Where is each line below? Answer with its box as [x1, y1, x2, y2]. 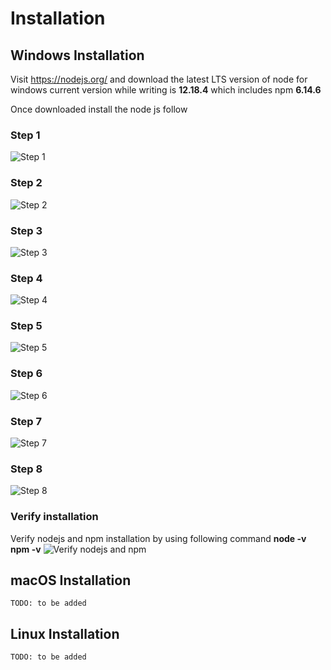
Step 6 [10, 367, 43, 381]
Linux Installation [10, 625, 120, 642]
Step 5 [10, 319, 43, 333]
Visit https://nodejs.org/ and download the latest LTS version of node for [10, 73, 308, 85]
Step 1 [10, 128, 41, 142]
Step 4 [10, 271, 43, 285]
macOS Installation [10, 572, 132, 589]
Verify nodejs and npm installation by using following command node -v [10, 532, 307, 544]
